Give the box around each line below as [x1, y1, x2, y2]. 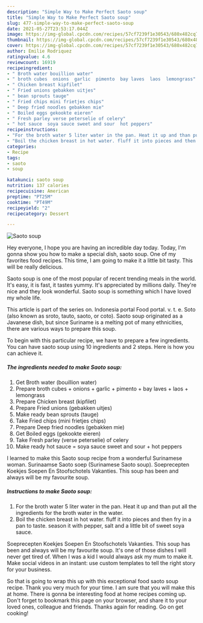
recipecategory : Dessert [7, 211, 69, 217]
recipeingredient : [7, 65, 53, 71]
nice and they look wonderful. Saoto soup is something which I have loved [7, 288, 192, 295]
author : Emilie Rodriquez [7, 48, 72, 54]
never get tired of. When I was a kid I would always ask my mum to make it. [7, 553, 193, 560]
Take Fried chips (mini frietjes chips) [15, 417, 106, 424]
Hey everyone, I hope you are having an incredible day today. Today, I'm [7, 244, 186, 251]
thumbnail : [7, 37, 34, 43]
